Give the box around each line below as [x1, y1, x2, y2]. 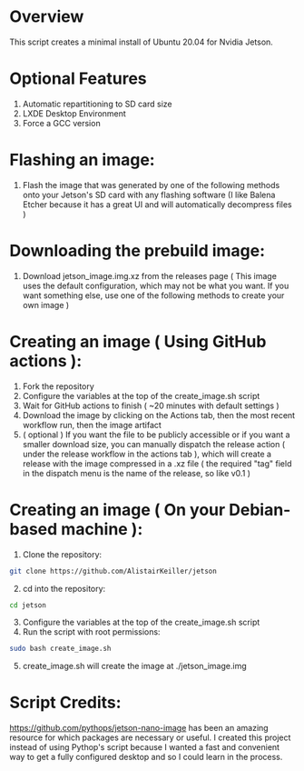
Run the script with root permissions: [22, 626, 161, 637]
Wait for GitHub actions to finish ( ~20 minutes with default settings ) [22, 400, 279, 411]
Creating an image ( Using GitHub [9, 331, 267, 352]
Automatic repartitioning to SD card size [22, 98, 172, 109]
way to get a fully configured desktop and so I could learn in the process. [9, 752, 283, 763]
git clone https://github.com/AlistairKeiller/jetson [9, 566, 218, 576]
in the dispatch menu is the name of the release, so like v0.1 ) [22, 467, 251, 478]
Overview [9, 6, 84, 27]
